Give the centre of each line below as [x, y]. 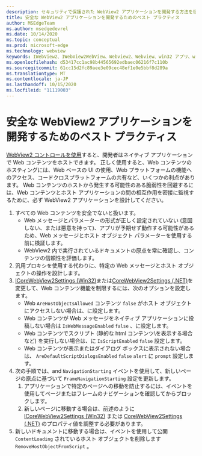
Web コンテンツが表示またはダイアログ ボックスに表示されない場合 [107, 348]
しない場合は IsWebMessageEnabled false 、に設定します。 [100, 325]
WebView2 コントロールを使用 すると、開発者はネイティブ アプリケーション [99, 155]
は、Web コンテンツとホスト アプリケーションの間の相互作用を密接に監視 [98, 192]
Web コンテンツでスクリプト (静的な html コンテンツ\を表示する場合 [108, 333]
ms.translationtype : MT [36, 73]
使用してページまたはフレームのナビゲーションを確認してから [100, 393]
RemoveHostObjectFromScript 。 [53, 446]
